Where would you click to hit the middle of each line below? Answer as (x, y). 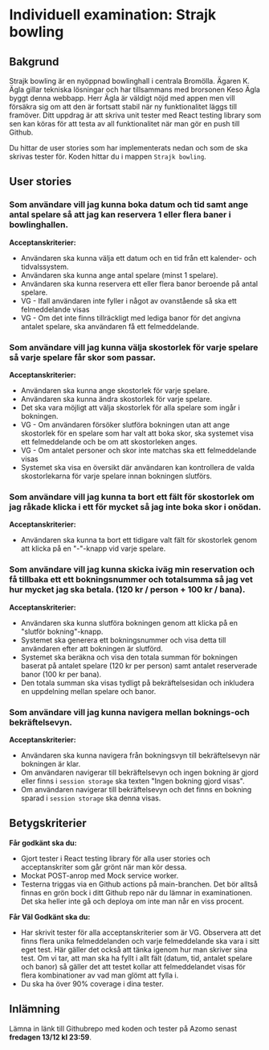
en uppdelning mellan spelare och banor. (88, 691)
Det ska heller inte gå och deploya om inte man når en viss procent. (132, 901)
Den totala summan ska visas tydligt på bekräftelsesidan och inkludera (137, 683)
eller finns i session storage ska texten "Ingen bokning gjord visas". (132, 781)
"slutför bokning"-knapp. (62, 631)
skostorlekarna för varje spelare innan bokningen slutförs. (116, 476)
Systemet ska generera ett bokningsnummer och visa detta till (123, 640)
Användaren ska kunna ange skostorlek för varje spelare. (115, 390)
